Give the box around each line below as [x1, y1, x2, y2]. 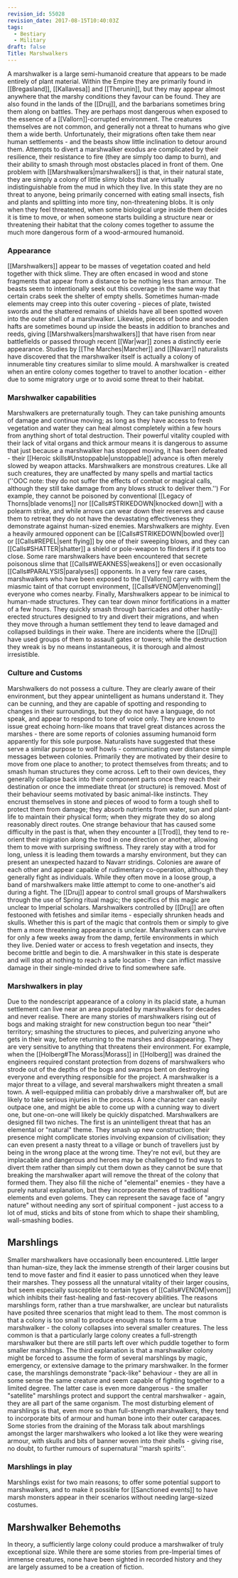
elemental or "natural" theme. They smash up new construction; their [7, 1126, 210, 1134]
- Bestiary [13, 30, 46, 38]
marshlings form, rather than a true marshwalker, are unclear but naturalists [7, 1300, 229, 1309]
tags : [7, 23, 23, 31]
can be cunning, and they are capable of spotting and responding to [7, 699, 207, 707]
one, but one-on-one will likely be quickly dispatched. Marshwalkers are [7, 1111, 219, 1119]
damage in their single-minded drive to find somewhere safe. [7, 963, 186, 972]
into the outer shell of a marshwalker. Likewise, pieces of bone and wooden [7, 315, 229, 323]
